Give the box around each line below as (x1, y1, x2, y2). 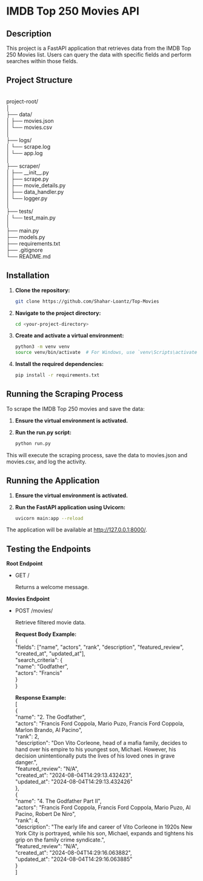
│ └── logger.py (6, 195, 48, 202)
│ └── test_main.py (6, 214, 56, 221)
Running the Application (6, 475, 100, 486)
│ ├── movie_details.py (6, 181, 66, 189)
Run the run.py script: (15, 429, 72, 436)
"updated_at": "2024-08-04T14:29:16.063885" (15, 855, 133, 863)
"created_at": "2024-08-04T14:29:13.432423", (15, 772, 133, 779)
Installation (6, 271, 50, 281)
